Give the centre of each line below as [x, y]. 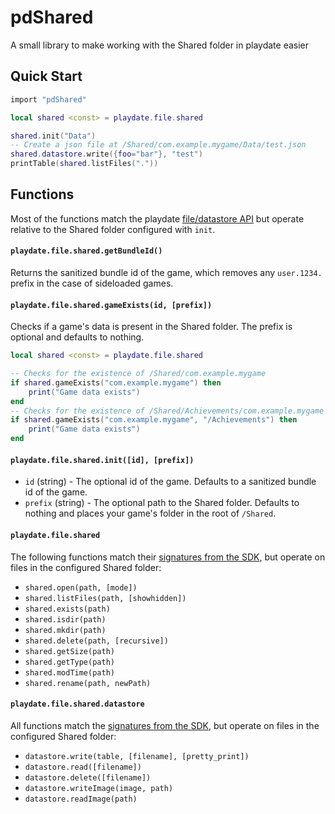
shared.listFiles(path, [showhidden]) [105, 598]
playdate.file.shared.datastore [77, 704]
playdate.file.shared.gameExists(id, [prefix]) [111, 305]
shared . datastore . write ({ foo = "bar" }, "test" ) [106, 154]
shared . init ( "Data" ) [53, 136]
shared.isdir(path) [65, 619]
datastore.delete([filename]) [88, 777]
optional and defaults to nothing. [77, 337]
